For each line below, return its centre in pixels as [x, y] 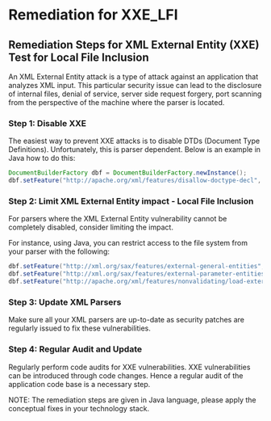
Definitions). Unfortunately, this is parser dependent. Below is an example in [134, 149]
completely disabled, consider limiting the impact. [91, 227]
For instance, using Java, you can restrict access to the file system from [128, 243]
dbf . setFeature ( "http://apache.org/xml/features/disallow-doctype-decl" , [135, 181]
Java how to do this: [42, 158]
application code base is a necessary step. [79, 384]
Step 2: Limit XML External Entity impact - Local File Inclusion [131, 201]
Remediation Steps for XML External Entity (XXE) [134, 45]
